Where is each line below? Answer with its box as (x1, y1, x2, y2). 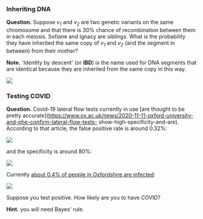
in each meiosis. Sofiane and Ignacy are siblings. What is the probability (6, 33, 186, 41)
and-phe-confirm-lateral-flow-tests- (6, 119, 98, 126)
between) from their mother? (6, 47, 78, 54)
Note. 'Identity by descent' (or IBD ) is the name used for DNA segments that (6, 59, 197, 66)
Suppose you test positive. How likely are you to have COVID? (6, 194, 161, 201)
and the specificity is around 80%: (6, 148, 93, 155)
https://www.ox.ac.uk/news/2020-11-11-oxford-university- (48, 112, 193, 119)
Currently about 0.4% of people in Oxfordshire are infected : (6, 171, 156, 178)
